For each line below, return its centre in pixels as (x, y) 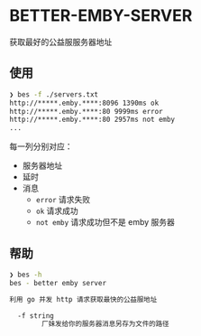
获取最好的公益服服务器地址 (61, 42)
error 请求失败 (63, 200)
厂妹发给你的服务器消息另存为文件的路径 (105, 324)
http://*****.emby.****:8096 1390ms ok (84, 103)
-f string (36, 316)
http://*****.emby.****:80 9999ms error (87, 111)
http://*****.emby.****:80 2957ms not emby (92, 120)
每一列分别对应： (41, 146)
